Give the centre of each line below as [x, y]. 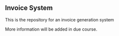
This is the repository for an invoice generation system [59, 19]
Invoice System [29, 8]
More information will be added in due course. [51, 29]
